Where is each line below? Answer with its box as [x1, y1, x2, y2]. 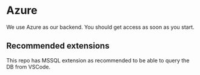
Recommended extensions [6, 41, 110, 51]
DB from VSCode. [6, 63, 51, 70]
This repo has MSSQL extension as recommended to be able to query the [6, 56, 190, 64]
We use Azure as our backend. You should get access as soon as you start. [6, 23, 195, 31]
